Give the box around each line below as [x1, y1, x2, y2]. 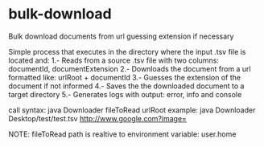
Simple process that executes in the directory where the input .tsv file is [8, 47, 246, 56]
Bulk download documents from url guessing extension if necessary [8, 31, 234, 41]
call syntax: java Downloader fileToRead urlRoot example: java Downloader [8, 105, 256, 115]
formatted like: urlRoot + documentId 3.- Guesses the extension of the [8, 72, 241, 82]
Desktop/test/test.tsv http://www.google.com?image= [8, 113, 188, 123]
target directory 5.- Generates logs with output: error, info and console [8, 89, 242, 99]
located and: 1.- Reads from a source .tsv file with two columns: [8, 55, 220, 65]
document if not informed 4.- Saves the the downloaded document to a [8, 81, 245, 91]
